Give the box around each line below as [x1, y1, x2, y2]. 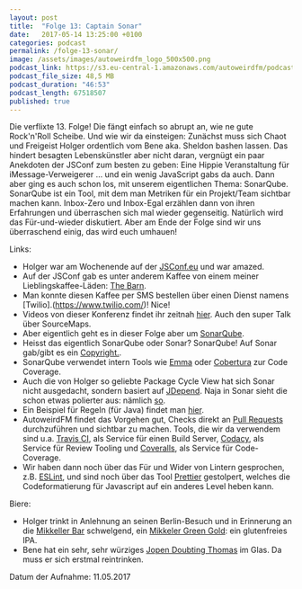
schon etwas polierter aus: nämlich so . [22, 395, 166, 406]
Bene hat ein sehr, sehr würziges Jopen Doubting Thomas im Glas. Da [22, 545, 282, 556]
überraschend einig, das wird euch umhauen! [9, 227, 178, 237]
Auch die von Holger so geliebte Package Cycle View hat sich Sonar [22, 376, 276, 387]
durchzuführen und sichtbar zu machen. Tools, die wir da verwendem [22, 424, 281, 434]
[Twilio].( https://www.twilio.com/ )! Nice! [22, 299, 171, 310]
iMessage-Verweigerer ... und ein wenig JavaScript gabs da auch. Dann [9, 169, 275, 180]
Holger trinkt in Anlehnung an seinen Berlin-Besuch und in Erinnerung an [22, 516, 292, 527]
